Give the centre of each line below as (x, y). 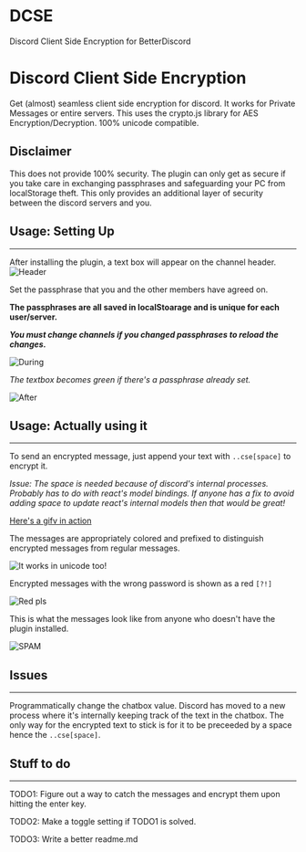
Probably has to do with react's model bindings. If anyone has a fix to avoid (152, 493)
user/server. (33, 317)
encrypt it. (29, 466)
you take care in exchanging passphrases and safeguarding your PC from (148, 183)
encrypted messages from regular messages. (95, 548)
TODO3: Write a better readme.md (74, 839)
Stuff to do (40, 763)
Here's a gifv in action (51, 521)
